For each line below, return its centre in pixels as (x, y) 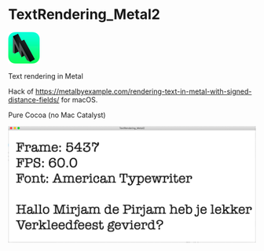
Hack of (21, 91)
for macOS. (79, 99)
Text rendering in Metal (46, 76)
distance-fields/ (34, 99)
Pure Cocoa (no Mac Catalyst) (57, 115)
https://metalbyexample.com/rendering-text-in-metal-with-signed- (143, 91)
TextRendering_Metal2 (84, 15)
